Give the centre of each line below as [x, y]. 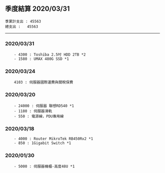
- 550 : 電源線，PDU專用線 [39, 116]
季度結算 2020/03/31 [38, 9]
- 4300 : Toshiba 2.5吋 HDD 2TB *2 [50, 55]
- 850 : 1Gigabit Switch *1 [42, 143]
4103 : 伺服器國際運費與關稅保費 [44, 83]
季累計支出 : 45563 [23, 21]
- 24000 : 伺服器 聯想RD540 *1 [44, 106]
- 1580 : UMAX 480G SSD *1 [41, 59]
